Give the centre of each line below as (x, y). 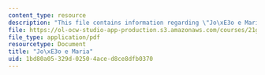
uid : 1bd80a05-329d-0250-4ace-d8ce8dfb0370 (81, 59)
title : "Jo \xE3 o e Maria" (50, 52)
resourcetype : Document (47, 45)
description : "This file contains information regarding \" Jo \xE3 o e (125, 23)
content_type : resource (47, 15)
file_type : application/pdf (54, 37)
